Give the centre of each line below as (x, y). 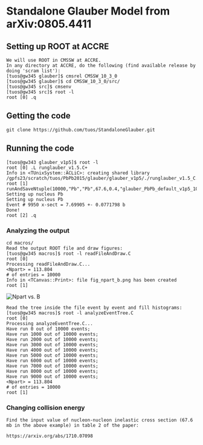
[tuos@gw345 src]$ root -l (40, 92)
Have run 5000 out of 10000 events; (52, 355)
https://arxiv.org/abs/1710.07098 (50, 436)
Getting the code (38, 116)
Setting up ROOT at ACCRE (58, 46)
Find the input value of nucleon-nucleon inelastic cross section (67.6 (100, 420)
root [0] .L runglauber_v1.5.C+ (47, 168)
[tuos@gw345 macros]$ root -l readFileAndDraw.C (69, 253)
